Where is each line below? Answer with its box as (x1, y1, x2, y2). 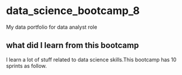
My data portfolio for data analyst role (6, 23, 97, 30)
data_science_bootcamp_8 (6, 4, 140, 18)
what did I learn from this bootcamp (6, 40, 139, 50)
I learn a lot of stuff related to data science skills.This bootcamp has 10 (6, 56, 177, 63)
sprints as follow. (6, 62, 47, 69)
